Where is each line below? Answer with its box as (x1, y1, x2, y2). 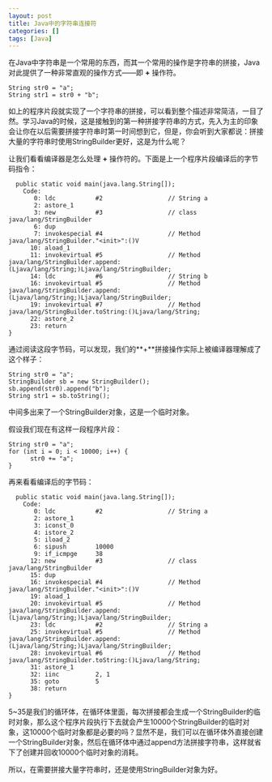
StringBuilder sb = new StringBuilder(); (8, 378, 151, 386)
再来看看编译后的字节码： (8, 477, 94, 487)
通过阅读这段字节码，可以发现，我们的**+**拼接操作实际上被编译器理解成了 (8, 344, 261, 354)
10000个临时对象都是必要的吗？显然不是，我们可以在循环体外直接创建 (29, 727, 264, 737)
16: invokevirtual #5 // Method (29, 280, 201, 288)
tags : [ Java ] (8, 34, 53, 43)
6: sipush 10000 (33, 543, 114, 551)
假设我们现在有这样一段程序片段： (8, 425, 122, 434)
